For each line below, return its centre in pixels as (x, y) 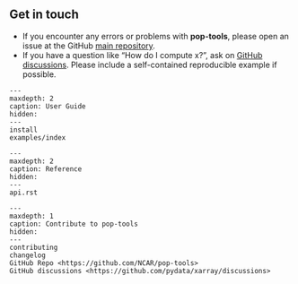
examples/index (38, 138)
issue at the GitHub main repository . (88, 46)
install (24, 130)
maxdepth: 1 (31, 216)
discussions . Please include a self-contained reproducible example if (149, 65)
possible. (39, 74)
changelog (28, 255)
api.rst (24, 193)
